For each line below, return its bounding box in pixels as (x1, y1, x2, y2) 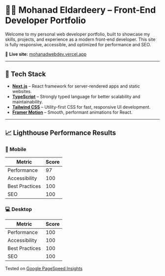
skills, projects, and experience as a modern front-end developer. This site (5, 36, 156, 42)
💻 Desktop (5, 206, 32, 213)
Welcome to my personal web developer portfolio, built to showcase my (5, 31, 150, 37)
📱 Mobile (5, 146, 27, 153)
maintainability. (12, 98, 43, 105)
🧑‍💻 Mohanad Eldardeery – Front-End (5, 4, 156, 16)
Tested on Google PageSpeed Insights (5, 265, 82, 271)
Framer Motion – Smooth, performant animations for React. (12, 109, 133, 115)
